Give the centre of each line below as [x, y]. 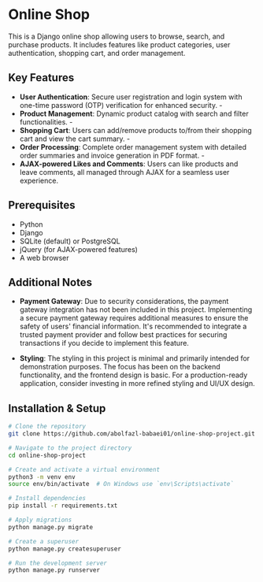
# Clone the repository [47, 427]
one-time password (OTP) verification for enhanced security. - [121, 105]
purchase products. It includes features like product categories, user [119, 44]
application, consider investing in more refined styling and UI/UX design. [137, 384]
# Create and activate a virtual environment [84, 469]
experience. [39, 180]
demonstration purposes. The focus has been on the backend [120, 367]
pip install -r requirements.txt [63, 506]
